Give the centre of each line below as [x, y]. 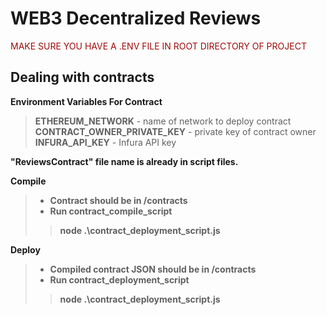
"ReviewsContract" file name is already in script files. [124, 161]
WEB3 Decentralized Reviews [136, 18]
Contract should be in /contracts [118, 200]
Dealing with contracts [82, 77]
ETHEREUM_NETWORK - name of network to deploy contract [163, 121]
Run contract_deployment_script [119, 279]
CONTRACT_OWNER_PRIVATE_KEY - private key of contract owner [175, 131]
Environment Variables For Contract [86, 101]
